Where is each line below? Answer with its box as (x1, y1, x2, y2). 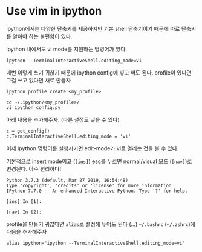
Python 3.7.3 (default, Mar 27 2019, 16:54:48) (6, 177, 129, 183)
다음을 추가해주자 (6, 228, 47, 235)
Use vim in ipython (6, 4, 102, 18)
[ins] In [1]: (6, 198, 42, 204)
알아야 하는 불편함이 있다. (12, 32, 73, 40)
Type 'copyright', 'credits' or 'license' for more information (6, 182, 172, 188)
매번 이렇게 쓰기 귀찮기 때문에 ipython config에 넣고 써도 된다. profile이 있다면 (6, 68, 192, 76)
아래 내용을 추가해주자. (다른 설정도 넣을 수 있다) (6, 116, 120, 123)
